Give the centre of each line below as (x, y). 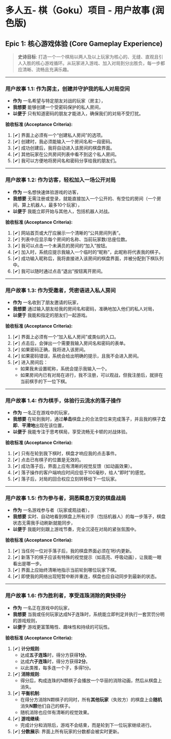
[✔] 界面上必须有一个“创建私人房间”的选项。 (59, 135)
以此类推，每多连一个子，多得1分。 (57, 668)
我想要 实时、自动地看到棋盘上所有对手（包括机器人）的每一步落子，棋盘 (89, 517)
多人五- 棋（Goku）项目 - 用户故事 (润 (85, 10)
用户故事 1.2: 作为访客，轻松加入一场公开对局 (61, 180)
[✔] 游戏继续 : (26, 719)
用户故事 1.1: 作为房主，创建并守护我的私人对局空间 (68, 89)
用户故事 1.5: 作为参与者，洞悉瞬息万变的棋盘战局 (66, 498)
